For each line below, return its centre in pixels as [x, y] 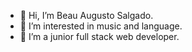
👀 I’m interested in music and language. [101, 26]
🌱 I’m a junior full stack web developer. [99, 36]
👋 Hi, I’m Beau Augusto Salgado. [86, 15]
